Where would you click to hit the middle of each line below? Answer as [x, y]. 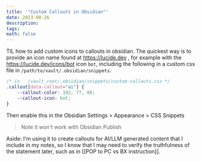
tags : [13, 29]
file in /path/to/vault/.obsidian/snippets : [59, 70]
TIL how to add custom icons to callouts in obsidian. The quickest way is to [99, 51]
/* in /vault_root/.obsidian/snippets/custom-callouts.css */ [88, 82]
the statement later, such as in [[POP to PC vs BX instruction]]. [83, 151]
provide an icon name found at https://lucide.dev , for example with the [94, 58]
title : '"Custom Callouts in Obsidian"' [58, 12]
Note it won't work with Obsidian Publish [71, 127]
